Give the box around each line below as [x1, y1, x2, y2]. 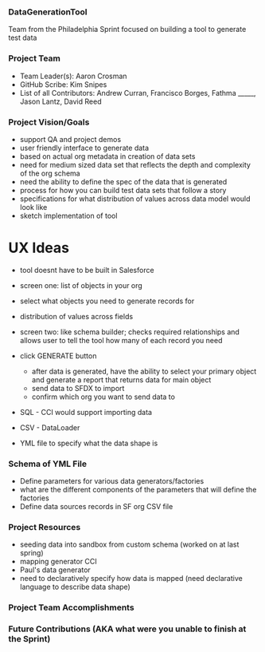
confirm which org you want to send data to [31, 392, 175, 401]
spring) [19, 548, 44, 558]
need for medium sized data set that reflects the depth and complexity [19, 160, 251, 169]
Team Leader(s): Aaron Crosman [19, 71, 127, 81]
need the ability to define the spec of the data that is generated [19, 176, 228, 186]
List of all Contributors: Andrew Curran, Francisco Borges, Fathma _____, [19, 88, 256, 97]
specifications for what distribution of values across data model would [19, 194, 251, 204]
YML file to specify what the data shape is [19, 438, 158, 448]
